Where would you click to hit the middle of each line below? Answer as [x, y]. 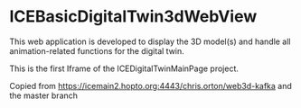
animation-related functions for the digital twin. [97, 50]
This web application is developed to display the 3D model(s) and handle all [150, 41]
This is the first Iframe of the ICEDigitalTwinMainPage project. [124, 68]
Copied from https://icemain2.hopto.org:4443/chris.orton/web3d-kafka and [150, 85]
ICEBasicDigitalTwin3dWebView [133, 17]
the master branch [44, 95]
